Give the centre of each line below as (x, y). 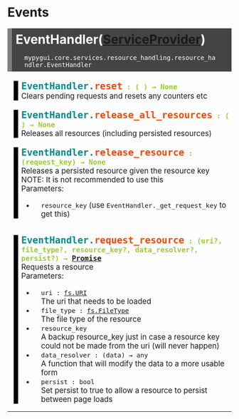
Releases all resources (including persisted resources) (116, 133)
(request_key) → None (63, 162)
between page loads (77, 400)
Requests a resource (57, 267)
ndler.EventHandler (58, 64)
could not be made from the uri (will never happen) (130, 346)
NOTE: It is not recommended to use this (92, 180)
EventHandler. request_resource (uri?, (122, 240)
